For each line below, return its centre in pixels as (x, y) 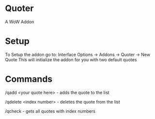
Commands (29, 79)
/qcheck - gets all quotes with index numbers (50, 111)
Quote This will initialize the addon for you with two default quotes (71, 59)
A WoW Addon (20, 22)
